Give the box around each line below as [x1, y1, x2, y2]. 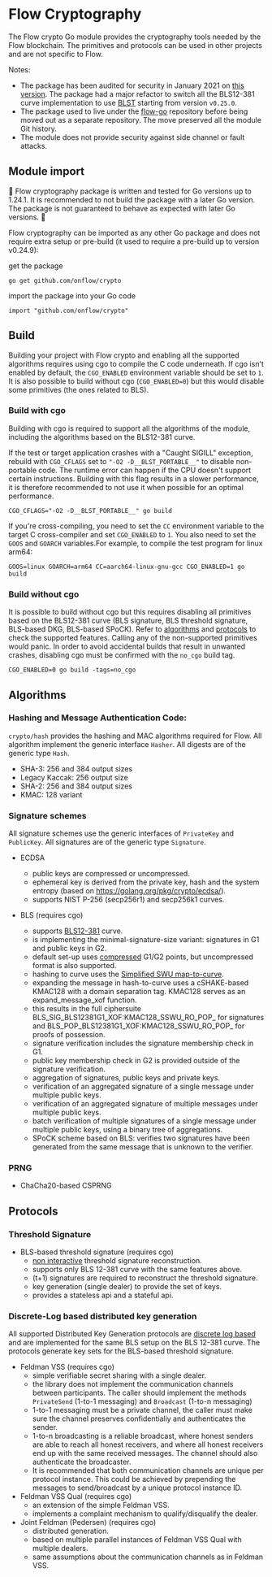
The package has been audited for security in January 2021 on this [19, 80, 245, 90]
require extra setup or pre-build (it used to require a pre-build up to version [8, 237, 260, 246]
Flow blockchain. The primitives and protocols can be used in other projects [8, 40, 262, 50]
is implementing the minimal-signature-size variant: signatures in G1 [32, 935, 260, 945]
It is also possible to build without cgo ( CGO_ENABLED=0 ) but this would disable [8, 376, 265, 386]
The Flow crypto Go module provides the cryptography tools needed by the [8, 32, 261, 41]
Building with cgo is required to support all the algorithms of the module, [8, 424, 250, 433]
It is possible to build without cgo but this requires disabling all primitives [8, 607, 252, 617]
